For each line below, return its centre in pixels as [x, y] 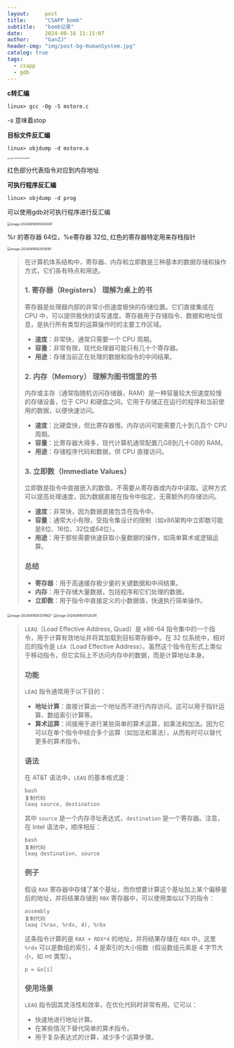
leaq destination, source [62, 854]
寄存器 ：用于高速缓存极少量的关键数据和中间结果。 [108, 583]
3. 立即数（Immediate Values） [78, 471]
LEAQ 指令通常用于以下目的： [65, 691]
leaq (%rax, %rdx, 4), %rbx [65, 925]
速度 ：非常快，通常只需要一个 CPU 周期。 [95, 339]
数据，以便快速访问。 [67, 410]
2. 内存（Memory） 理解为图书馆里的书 [90, 376]
